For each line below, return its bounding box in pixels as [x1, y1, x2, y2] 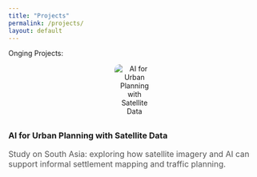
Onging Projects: [8, 49, 64, 58]
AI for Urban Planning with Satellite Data [8, 130, 168, 141]
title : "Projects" [8, 11, 70, 20]
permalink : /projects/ [8, 19, 84, 27]
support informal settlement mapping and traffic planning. [8, 158, 227, 169]
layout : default [8, 26, 62, 34]
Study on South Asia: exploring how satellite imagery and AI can [8, 148, 250, 159]
